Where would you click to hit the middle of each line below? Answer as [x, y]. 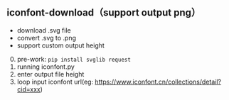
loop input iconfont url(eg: [55, 82]
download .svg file [44, 30]
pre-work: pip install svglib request [74, 59]
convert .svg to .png [46, 38]
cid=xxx [28, 89]
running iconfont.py [46, 67]
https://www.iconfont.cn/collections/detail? [158, 82]
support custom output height [60, 45]
